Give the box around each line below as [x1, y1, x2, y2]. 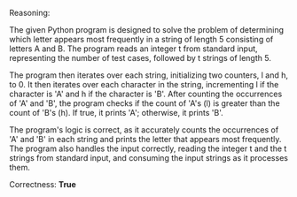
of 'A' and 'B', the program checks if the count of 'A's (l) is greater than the [9, 98, 281, 109]
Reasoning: [9, 8, 51, 18]
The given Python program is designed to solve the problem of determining [9, 25, 285, 34]
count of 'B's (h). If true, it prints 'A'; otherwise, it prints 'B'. [9, 108, 223, 117]
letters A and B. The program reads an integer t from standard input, [9, 43, 259, 54]
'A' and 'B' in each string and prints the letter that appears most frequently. [9, 134, 282, 144]
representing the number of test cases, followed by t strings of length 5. [9, 53, 272, 63]
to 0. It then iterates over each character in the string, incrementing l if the [9, 80, 279, 89]
